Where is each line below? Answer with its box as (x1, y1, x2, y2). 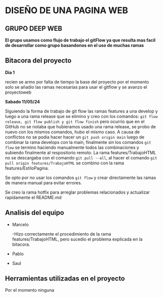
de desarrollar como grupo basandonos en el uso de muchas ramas (5, 42, 145, 48)
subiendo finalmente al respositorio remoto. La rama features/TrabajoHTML (5, 149, 157, 156)
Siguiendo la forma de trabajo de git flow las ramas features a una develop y (5, 108, 158, 114)
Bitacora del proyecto (5, 57, 72, 65)
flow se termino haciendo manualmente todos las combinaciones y (5, 144, 140, 150)
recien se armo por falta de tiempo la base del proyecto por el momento (5, 79, 149, 85)
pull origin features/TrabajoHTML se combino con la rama (5, 160, 124, 166)
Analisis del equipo (5, 209, 64, 217)
